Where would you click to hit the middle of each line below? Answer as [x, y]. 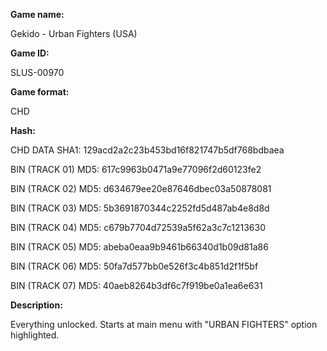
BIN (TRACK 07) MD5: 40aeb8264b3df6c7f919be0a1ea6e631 [136, 285]
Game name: [37, 14]
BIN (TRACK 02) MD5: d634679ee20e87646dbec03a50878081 [141, 188]
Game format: [40, 92]
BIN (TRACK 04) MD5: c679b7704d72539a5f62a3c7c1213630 [138, 227]
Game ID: [30, 53]
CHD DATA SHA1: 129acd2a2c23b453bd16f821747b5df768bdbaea [147, 150]
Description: [36, 305]
